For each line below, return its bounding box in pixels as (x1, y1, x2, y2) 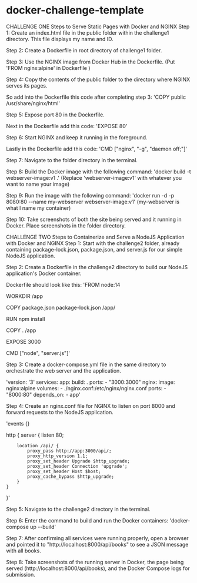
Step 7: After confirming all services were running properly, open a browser (6, 534, 189, 541)
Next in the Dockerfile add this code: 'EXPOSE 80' (6, 122, 128, 129)
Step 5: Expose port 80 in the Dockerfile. (6, 111, 105, 118)
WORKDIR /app (6, 292, 43, 300)
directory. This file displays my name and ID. (6, 35, 113, 42)
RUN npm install (6, 315, 45, 322)
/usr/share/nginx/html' (6, 99, 61, 106)
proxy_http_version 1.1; (27, 453, 88, 459)
